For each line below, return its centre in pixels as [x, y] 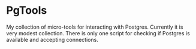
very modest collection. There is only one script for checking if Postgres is [98, 33]
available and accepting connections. [52, 39]
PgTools [27, 10]
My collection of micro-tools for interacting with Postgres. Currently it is [95, 27]
